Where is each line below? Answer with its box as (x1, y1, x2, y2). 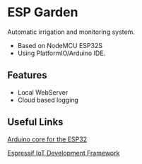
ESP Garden (7, 4, 78, 20)
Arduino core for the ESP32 (7, 135, 87, 143)
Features (7, 69, 47, 81)
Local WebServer (17, 88, 69, 96)
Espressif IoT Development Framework (7, 148, 120, 157)
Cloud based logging (17, 95, 79, 104)
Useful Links (7, 116, 64, 128)
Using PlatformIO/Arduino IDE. (17, 49, 106, 57)
